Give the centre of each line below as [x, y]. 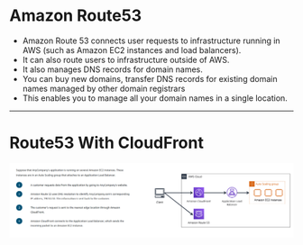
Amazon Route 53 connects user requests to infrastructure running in [151, 41]
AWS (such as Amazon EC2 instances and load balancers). [132, 50]
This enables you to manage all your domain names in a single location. [155, 98]
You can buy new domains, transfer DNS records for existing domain [150, 78]
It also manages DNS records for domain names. [112, 69]
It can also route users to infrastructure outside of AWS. [126, 59]
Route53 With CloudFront [107, 143]
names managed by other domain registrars [104, 88]
